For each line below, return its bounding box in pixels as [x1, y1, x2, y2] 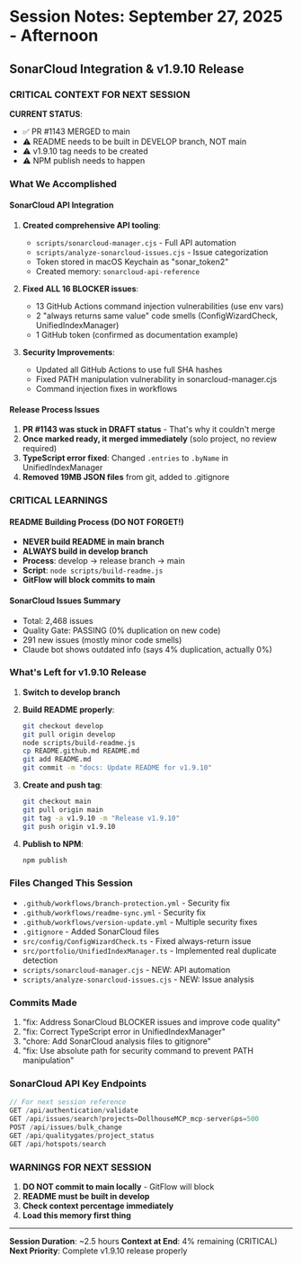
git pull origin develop [22, 730, 116, 739]
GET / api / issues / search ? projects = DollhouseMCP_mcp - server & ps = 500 [9, 1115, 259, 1124]
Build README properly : [22, 704, 115, 715]
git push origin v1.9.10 [22, 822, 116, 831]
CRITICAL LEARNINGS [9, 494, 108, 507]
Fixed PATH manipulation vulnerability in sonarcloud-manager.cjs [35, 374, 277, 384]
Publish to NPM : [22, 838, 84, 849]
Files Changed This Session [9, 877, 133, 889]
